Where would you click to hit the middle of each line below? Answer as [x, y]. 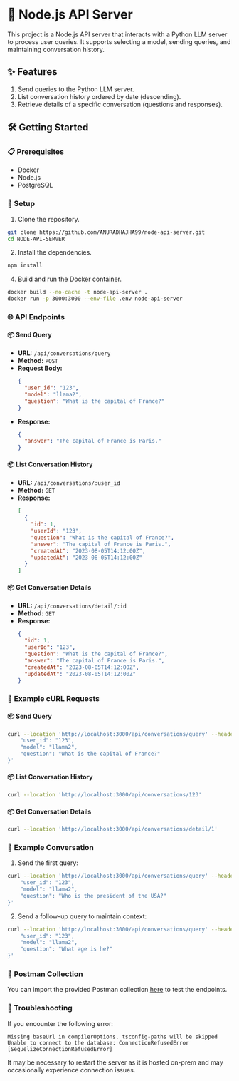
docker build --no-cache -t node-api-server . [78, 292]
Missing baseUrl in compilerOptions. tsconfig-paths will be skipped [113, 1037]
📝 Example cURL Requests [53, 699]
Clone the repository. [48, 219]
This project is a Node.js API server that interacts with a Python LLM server [117, 34]
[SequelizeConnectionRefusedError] [60, 1049]
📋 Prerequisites [36, 152]
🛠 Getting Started [48, 128]
